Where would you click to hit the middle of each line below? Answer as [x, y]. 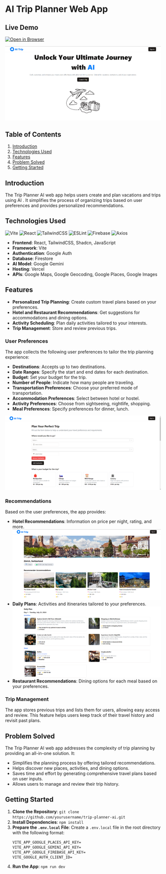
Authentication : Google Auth [42, 253]
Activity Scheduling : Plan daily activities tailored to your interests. [80, 323]
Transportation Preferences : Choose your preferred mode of [75, 387]
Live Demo [22, 28]
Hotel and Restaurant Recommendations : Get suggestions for [76, 312]
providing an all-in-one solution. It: [40, 753]
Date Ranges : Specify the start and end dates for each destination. [81, 372]
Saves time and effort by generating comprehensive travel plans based [84, 773]
